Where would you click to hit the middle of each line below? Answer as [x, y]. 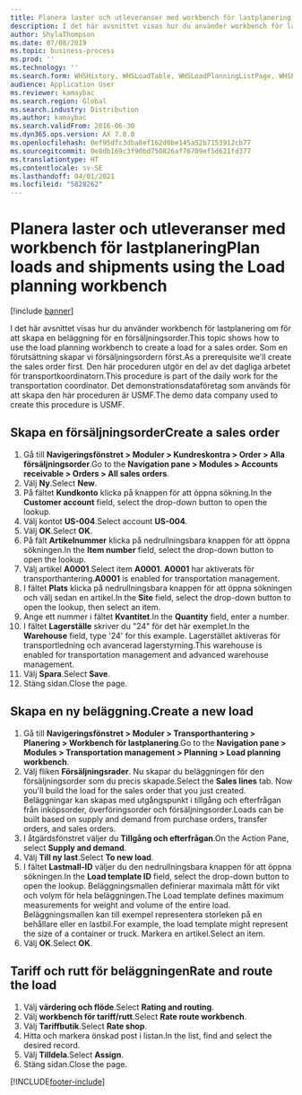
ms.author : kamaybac [49, 118]
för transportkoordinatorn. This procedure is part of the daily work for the [144, 376]
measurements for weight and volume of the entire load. [127, 905]
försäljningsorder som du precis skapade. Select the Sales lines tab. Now [158, 781]
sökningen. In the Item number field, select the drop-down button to [148, 549]
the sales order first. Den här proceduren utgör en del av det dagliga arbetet [151, 367]
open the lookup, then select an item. [91, 607]
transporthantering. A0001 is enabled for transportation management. [151, 578]
